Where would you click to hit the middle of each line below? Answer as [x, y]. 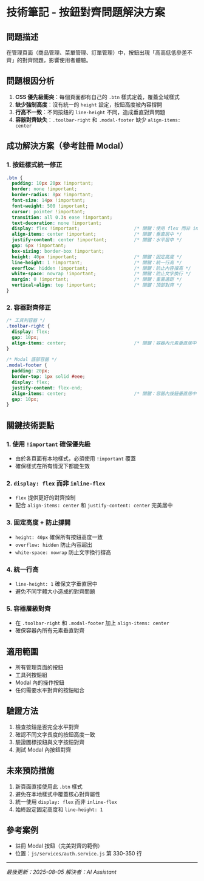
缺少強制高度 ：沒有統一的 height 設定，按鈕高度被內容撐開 [89, 105]
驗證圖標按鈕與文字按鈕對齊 [50, 742]
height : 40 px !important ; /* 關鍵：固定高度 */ [97, 257]
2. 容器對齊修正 [29, 307]
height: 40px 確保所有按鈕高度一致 [59, 537]
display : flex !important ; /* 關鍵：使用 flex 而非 [101, 228]
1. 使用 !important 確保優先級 [49, 444]
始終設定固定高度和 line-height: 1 [59, 809]
